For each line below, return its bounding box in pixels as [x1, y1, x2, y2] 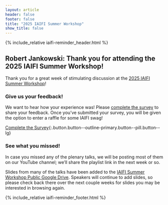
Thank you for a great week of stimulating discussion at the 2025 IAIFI [5, 75, 150, 81]
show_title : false [5, 26, 44, 31]
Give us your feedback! [5, 93, 63, 100]
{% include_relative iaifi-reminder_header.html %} [5, 39, 109, 45]
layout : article [5, 7, 39, 12]
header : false [5, 12, 35, 17]
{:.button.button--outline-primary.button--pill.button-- [48, 124, 160, 130]
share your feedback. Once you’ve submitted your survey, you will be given [5, 109, 161, 115]
